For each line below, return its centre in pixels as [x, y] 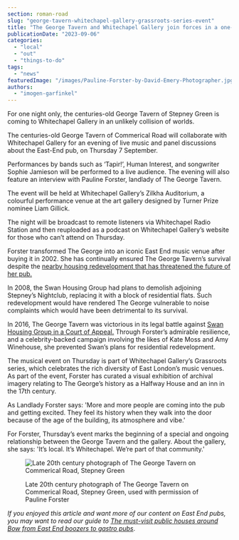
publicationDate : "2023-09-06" [54, 34]
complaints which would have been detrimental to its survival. [98, 310]
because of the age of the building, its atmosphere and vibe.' [96, 420]
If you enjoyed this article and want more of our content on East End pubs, [117, 514]
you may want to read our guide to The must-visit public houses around [113, 521]
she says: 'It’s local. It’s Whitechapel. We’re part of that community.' [106, 449]
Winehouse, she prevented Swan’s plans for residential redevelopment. [111, 347]
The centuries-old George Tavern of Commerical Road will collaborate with [117, 136]
